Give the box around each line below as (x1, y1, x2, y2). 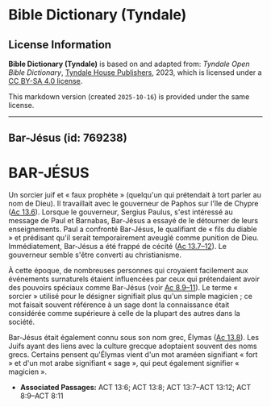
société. (8, 317, 35, 327)
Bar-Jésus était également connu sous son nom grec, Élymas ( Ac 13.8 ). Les (8, 333, 260, 343)
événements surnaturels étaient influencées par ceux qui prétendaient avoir (8, 274, 260, 284)
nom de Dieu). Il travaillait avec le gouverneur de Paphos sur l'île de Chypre (8, 199, 260, 209)
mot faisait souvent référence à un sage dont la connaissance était (8, 300, 230, 309)
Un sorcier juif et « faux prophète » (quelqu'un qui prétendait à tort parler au (8, 190, 262, 200)
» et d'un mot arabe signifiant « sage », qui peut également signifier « (8, 359, 240, 368)
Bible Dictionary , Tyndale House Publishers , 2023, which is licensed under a (8, 68, 262, 77)
